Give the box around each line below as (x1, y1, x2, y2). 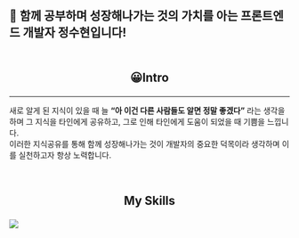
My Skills (123, 193, 176, 209)
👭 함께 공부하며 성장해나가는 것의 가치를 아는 (9, 8, 238, 24)
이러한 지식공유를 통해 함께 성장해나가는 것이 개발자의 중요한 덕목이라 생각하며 (9, 138, 280, 149)
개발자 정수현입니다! (22, 25, 127, 40)
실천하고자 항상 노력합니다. (18, 150, 112, 160)
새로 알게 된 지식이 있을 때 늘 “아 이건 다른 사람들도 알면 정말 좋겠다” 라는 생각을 (9, 105, 286, 116)
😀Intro (130, 70, 169, 85)
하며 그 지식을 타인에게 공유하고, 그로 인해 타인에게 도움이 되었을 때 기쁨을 (9, 116, 265, 127)
